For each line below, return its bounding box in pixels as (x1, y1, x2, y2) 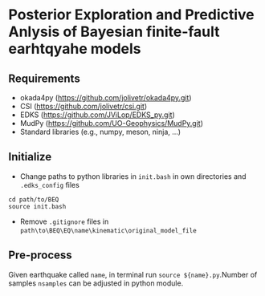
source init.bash (8, 202, 67, 210)
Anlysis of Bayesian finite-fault (8, 22, 220, 41)
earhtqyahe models (8, 40, 142, 58)
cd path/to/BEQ (8, 195, 59, 204)
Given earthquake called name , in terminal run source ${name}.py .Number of (8, 270, 258, 279)
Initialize (8, 150, 52, 164)
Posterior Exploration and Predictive (8, 6, 255, 24)
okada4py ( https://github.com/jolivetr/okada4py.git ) (19, 93, 192, 102)
